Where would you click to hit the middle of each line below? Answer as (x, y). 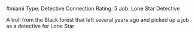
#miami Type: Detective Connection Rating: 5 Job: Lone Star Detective (93, 8)
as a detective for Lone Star (40, 26)
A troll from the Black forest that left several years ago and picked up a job (98, 20)
